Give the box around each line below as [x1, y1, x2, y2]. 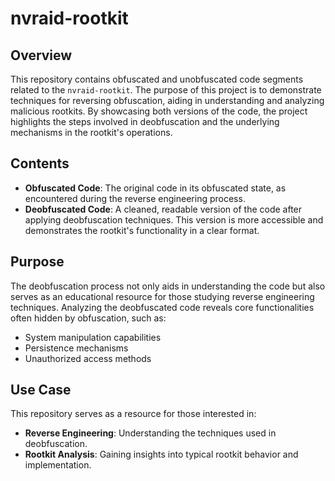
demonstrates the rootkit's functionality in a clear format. [24, 224, 260, 236]
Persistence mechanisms [24, 342, 129, 354]
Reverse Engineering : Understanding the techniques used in [24, 427, 277, 439]
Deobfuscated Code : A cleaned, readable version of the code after [24, 203, 303, 215]
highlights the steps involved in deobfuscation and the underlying [10, 116, 280, 127]
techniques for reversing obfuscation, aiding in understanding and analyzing [10, 95, 325, 106]
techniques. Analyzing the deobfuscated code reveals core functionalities [10, 301, 315, 313]
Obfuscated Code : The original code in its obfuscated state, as [24, 182, 287, 194]
